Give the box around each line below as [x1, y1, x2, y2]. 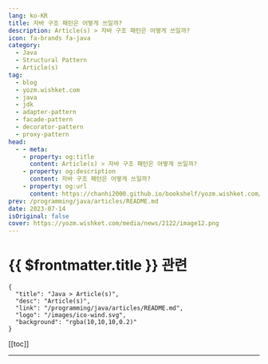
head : [8, 137, 26, 146]
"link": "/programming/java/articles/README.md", [15, 304, 183, 312]
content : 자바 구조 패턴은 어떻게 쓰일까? [29, 175, 152, 184]
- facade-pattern [15, 116, 73, 124]
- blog [15, 78, 37, 86]
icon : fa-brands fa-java [8, 34, 91, 42]
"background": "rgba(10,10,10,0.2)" [15, 318, 137, 326]
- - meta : [15, 145, 48, 153]
